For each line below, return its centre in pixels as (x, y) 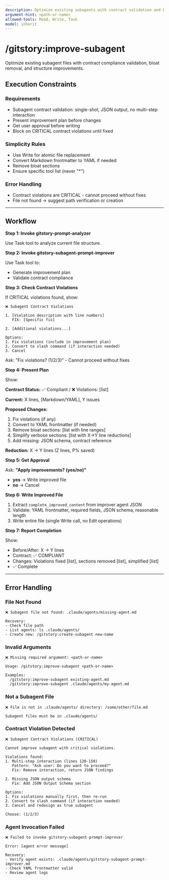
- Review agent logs (27, 873)
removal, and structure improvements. (45, 68)
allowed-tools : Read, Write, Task (41, 19)
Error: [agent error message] (37, 846)
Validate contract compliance (43, 278)
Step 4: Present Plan (27, 370)
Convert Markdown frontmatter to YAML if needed (64, 161)
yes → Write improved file (39, 480)
